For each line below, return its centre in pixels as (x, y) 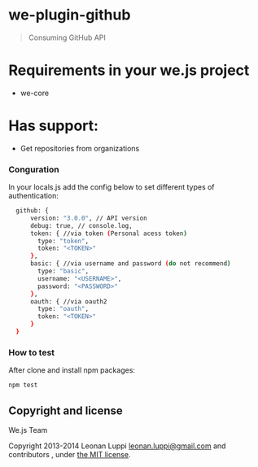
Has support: (54, 126)
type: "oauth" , (63, 309)
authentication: (34, 196)
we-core (35, 93)
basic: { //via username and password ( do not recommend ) (130, 264)
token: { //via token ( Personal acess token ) (108, 233)
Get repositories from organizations (80, 148)
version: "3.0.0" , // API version (89, 218)
